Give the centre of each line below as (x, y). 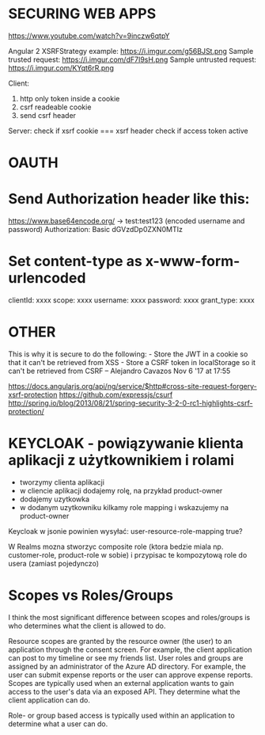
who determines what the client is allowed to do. (87, 626)
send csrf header (48, 115)
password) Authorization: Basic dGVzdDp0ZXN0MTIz (96, 230)
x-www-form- (193, 261)
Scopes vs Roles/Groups (91, 596)
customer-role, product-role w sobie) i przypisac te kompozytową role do (128, 554)
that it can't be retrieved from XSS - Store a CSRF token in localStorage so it (132, 362)
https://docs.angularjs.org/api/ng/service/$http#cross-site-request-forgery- (132, 386)
